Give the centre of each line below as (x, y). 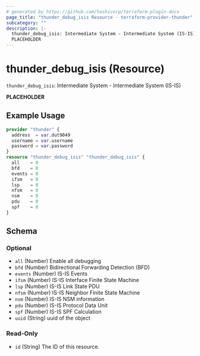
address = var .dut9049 (41, 135)
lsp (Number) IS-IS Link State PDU (57, 286)
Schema (22, 231)
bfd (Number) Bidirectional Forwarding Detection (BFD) (82, 267)
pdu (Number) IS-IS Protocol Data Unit (61, 305)
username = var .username (42, 141)
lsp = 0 (25, 185)
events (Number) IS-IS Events (51, 274)
